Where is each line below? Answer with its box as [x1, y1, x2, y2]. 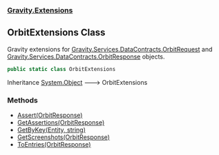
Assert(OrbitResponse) [17, 111, 83, 119]
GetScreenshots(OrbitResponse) [17, 133, 111, 141]
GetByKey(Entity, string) [17, 125, 86, 134]
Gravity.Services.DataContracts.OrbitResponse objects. [7, 52, 165, 61]
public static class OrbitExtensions [7, 65, 116, 72]
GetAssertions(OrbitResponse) [17, 118, 105, 126]
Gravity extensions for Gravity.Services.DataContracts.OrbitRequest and [7, 45, 213, 53]
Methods [7, 95, 38, 105]
